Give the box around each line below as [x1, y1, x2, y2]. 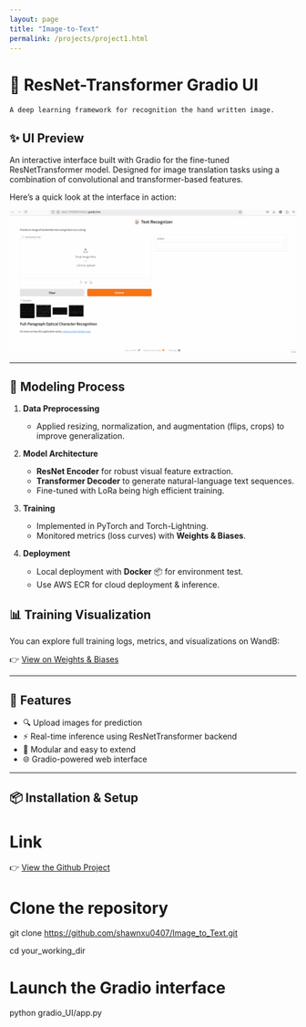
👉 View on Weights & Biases [9, 654, 119, 665]
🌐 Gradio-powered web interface [22, 753, 148, 765]
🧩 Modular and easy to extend [22, 744, 137, 755]
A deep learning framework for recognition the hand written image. [9, 106, 275, 115]
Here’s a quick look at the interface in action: [9, 192, 177, 202]
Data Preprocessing [22, 403, 100, 414]
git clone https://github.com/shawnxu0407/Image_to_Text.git [9, 928, 239, 939]
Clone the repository [9, 897, 168, 918]
